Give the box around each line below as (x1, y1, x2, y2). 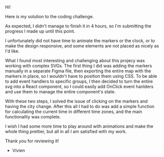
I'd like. (5, 48, 20, 54)
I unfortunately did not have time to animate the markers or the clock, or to (5, 38, 155, 44)
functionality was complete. (5, 114, 61, 119)
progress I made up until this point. (5, 28, 75, 34)
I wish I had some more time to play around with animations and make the (5, 123, 153, 129)
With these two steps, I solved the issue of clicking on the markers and (5, 98, 148, 104)
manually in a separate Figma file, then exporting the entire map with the (5, 68, 151, 74)
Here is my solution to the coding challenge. (5, 14, 94, 19)
